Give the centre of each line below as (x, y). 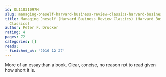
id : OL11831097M (22, 10)
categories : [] (21, 42)
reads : (12, 46)
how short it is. (20, 70)
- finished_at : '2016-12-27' (35, 51)
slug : (11, 14)
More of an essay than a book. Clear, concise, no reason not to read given (81, 65)
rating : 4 (15, 32)
